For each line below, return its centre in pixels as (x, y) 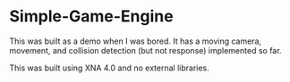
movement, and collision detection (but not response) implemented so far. (145, 50)
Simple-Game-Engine (91, 16)
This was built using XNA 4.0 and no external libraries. (110, 68)
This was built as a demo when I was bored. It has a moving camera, (136, 41)
